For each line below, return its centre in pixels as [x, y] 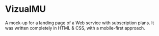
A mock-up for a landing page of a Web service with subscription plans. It [79, 23]
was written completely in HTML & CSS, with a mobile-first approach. [75, 28]
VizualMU [26, 9]
